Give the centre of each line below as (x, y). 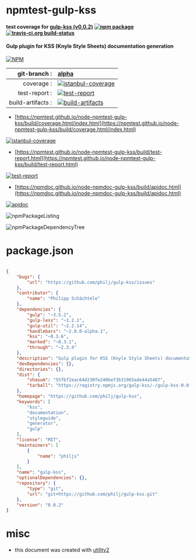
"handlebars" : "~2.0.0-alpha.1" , (68, 331)
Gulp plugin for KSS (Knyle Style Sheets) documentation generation (90, 46)
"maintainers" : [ (38, 445)
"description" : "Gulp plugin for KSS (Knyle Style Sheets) (90, 358)
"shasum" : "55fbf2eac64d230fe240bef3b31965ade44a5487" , (96, 380)
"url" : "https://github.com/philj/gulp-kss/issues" (91, 282)
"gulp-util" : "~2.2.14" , (57, 326)
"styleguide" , (44, 418)
